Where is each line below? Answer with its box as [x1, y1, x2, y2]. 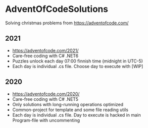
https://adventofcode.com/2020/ [12, 91, 80, 97]
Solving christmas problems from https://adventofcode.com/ [5, 20, 129, 26]
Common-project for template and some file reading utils [12, 107, 129, 113]
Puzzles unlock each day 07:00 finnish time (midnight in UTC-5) [12, 58, 143, 64]
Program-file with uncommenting [12, 117, 80, 123]
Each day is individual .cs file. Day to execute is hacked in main [12, 112, 141, 118]
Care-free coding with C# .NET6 [12, 53, 79, 59]
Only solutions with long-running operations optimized [12, 101, 124, 107]
